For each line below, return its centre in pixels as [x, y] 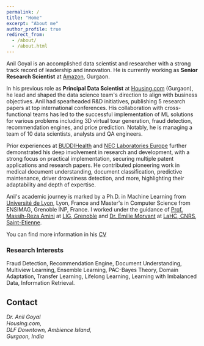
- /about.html [30, 46]
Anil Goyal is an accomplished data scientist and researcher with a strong [99, 63]
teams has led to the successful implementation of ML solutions [113, 114]
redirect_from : [26, 35]
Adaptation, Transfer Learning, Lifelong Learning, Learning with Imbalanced [102, 276]
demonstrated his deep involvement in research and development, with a [98, 152]
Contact [22, 302]
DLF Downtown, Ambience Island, [49, 329]
